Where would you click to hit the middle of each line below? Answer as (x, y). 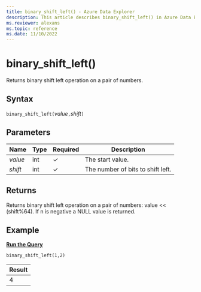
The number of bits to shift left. (128, 169)
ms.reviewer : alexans (33, 23)
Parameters (28, 133)
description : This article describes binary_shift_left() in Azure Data (99, 17)
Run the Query (25, 245)
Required (66, 149)
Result (19, 270)
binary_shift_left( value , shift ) (45, 113)
